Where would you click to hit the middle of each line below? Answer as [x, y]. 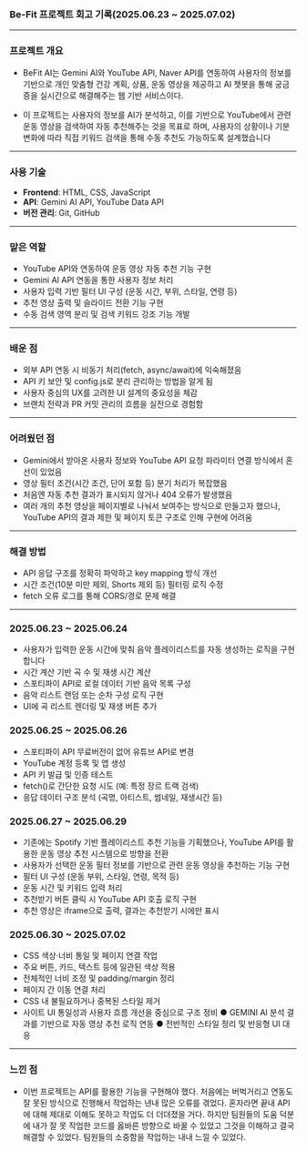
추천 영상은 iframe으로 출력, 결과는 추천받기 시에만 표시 [121, 910]
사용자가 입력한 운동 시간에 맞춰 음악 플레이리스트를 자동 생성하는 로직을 [150, 649]
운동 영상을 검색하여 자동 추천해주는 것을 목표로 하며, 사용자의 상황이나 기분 [156, 126]
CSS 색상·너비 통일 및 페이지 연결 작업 [90, 956]
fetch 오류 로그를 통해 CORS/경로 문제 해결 [99, 596]
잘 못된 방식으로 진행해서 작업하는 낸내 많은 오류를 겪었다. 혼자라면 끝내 [149, 1103]
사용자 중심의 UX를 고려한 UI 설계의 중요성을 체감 [110, 392]
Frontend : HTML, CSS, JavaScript [87, 192]
